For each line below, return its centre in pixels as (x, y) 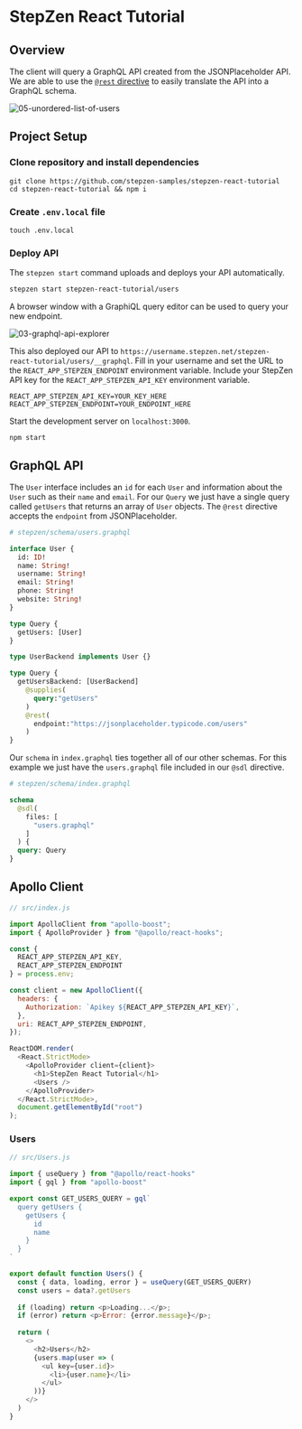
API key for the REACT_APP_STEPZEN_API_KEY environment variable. (130, 380)
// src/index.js (40, 908)
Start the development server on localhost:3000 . (100, 421)
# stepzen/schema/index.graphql (70, 784)
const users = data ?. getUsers (74, 1290)
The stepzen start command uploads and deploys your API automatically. (147, 273)
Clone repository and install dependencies (105, 163)
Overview (37, 50)
